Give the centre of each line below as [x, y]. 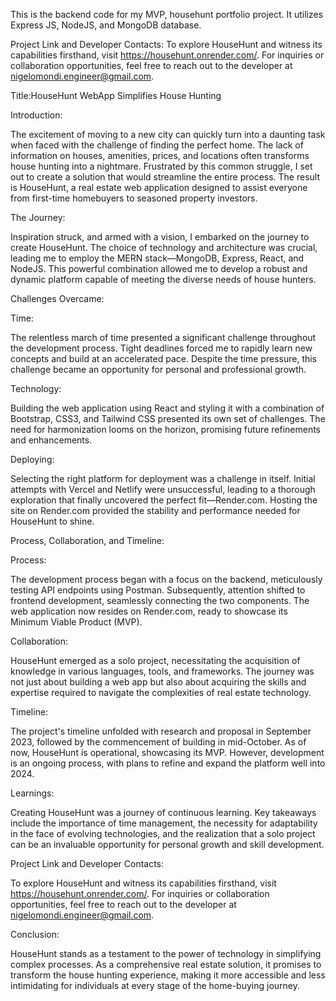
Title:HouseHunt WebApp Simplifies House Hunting [116, 95]
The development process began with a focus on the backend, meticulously [166, 579]
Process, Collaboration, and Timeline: [87, 540]
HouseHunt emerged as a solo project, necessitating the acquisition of [155, 660]
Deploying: [32, 459]
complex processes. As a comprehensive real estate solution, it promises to [166, 964]
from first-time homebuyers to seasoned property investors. [134, 198]
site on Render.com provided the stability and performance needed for [155, 510]
